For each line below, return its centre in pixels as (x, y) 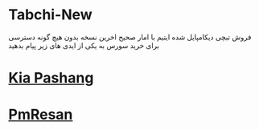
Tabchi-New (50, 15)
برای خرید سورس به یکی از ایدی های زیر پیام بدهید (84, 45)
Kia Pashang (51, 78)
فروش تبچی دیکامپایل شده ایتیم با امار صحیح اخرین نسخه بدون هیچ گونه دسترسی (130, 37)
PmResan (41, 115)
